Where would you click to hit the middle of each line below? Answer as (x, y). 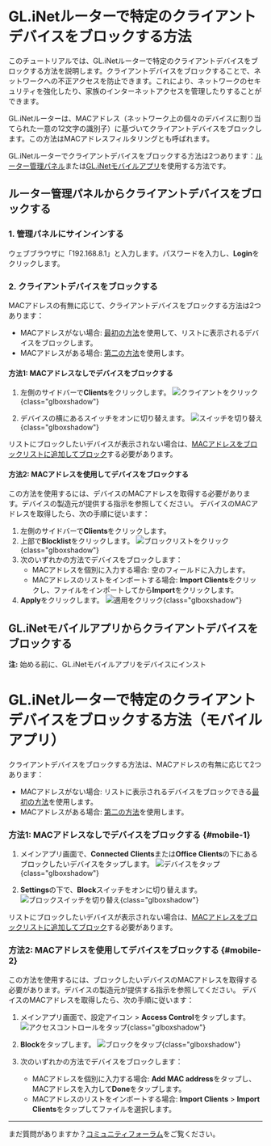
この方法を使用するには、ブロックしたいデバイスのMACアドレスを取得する (133, 979)
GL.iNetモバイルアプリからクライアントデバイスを (133, 628)
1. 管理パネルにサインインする (66, 234)
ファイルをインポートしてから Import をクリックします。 (146, 590)
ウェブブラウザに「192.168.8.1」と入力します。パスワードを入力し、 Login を (134, 253)
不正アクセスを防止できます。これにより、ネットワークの (152, 81)
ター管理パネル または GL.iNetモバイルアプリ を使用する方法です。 (123, 166)
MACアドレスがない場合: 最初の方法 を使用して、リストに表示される (132, 332)
